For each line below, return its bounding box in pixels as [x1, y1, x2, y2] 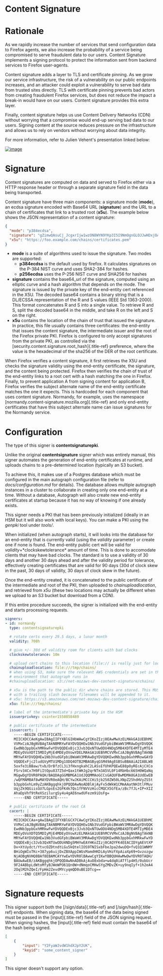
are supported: [12, 256, 42, 261]
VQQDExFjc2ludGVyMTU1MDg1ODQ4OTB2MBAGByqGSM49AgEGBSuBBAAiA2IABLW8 [14, 759, 153, 765]
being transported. [5, 190, 42, 195]
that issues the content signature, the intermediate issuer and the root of [12, 328, 157, 334]
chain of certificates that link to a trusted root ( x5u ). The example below [5, 210, 149, 215]
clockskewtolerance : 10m [9, 652, 60, 657]
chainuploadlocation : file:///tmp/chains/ [9, 666, 97, 670]
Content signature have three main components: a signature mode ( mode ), [5, 199, 155, 205]
